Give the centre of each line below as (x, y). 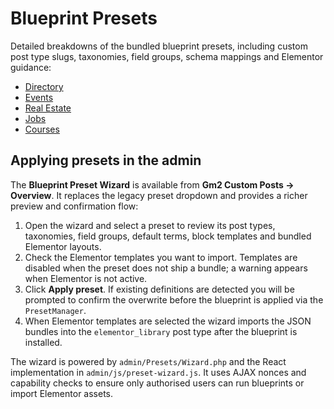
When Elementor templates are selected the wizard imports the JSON (168, 321)
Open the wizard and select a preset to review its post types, (150, 225)
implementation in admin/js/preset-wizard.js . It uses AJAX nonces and (158, 372)
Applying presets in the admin (106, 160)
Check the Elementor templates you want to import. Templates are (161, 257)
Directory (44, 86)
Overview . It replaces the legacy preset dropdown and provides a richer (159, 195)
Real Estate (48, 108)
